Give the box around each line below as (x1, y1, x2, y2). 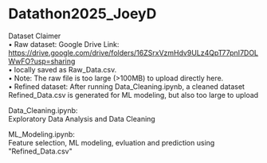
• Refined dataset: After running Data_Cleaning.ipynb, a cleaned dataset (8, 81, 245, 91)
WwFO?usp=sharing (8, 56, 76, 66)
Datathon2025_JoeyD (8, 5, 157, 23)
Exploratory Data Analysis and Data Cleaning (8, 114, 155, 123)
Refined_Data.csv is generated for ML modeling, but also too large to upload (8, 90, 259, 99)
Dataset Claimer (8, 31, 61, 41)
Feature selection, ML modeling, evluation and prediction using (8, 138, 215, 147)
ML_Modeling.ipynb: (8, 129, 76, 139)
